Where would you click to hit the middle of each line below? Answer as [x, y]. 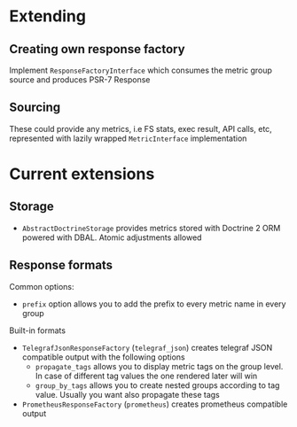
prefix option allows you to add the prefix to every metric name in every [154, 304]
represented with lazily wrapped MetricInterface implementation [128, 138]
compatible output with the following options [104, 357]
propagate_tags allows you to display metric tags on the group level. [159, 366]
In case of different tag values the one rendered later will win [146, 376]
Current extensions [82, 174]
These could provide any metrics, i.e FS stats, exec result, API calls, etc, [141, 128]
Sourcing [35, 108]
